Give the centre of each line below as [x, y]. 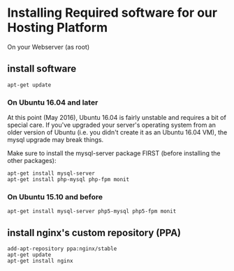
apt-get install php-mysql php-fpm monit [68, 180]
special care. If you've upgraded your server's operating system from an [112, 125]
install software [42, 69]
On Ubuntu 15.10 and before [55, 196]
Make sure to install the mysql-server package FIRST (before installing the [114, 153]
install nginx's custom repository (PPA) [94, 232]
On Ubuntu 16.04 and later [53, 102]
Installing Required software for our [112, 13]
